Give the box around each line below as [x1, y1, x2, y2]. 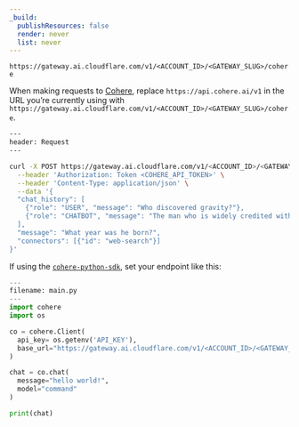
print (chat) [9, 408, 53, 418]
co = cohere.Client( [9, 326, 86, 336]
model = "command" [17, 384, 77, 394]
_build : [9, 12, 38, 22]
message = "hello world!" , [17, 376, 109, 385]
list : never [17, 37, 62, 47]
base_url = [17, 343, 53, 352]
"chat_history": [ [17, 195, 86, 205]
